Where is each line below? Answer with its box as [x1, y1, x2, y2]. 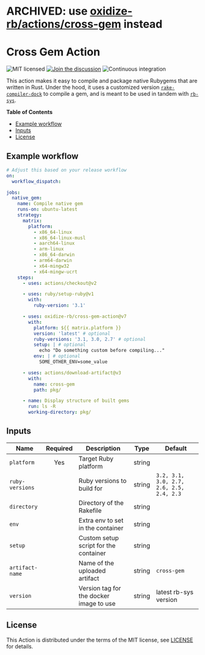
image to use [78, 599, 116, 607]
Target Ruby [78, 454, 114, 463]
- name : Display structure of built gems [22, 398, 130, 404]
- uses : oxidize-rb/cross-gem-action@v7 [22, 313, 127, 320]
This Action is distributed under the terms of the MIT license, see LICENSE [6, 636, 193, 643]
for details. [6, 642, 34, 650]
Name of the [78, 559, 115, 567]
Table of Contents [6, 109, 53, 116]
